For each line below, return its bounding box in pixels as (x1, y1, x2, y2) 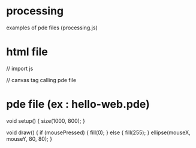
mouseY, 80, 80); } (6, 135, 53, 142)
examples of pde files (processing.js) (6, 24, 98, 31)
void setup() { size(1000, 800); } (6, 117, 85, 124)
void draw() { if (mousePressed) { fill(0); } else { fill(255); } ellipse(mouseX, (6, 129, 191, 136)
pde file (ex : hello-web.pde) (6, 98, 150, 111)
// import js (6, 65, 34, 72)
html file (6, 45, 48, 59)
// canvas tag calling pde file (6, 76, 77, 83)
